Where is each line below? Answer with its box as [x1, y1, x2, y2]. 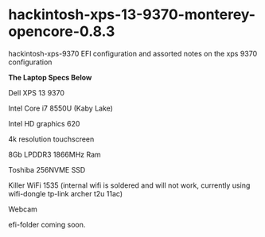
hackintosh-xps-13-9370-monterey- [8, 6, 256, 24]
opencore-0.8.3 [8, 22, 115, 41]
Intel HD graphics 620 [8, 118, 80, 128]
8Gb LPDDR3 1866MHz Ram [8, 150, 101, 159]
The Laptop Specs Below [8, 72, 92, 82]
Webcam [8, 204, 38, 214]
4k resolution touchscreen [8, 134, 95, 144]
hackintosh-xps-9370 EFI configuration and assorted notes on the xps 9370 [8, 49, 257, 58]
